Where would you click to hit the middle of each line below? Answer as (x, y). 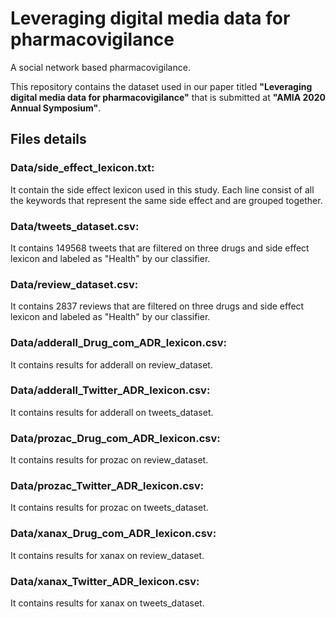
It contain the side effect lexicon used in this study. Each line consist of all (162, 189)
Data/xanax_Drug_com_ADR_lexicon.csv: (113, 534)
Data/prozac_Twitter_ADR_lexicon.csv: (107, 486)
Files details (48, 139)
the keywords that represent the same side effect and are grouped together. (166, 200)
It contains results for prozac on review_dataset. (109, 460)
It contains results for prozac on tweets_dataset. (109, 508)
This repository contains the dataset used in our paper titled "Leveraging (161, 86)
